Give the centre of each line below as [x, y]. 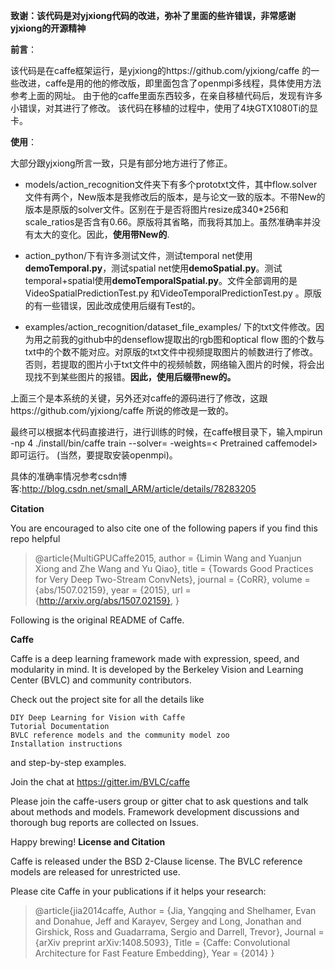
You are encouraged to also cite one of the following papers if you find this [164, 528]
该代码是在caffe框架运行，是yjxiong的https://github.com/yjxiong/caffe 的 [161, 70]
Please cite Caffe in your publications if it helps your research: [138, 891]
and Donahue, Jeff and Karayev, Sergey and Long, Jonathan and [168, 921]
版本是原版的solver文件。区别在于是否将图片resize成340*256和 [156, 209]
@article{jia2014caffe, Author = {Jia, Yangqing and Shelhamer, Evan [175, 910]
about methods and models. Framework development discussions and [155, 812]
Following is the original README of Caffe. [97, 620]
